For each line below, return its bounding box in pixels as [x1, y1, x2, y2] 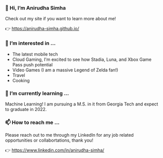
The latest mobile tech [12, 51, 58, 57]
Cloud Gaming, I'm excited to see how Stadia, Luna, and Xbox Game [12, 56, 152, 62]
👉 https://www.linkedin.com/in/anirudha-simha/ [5, 147, 105, 153]
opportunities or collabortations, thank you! [5, 137, 93, 143]
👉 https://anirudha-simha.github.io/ [5, 26, 79, 32]
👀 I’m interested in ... [5, 40, 56, 47]
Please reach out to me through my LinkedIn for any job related [5, 132, 134, 138]
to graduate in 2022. [5, 106, 47, 112]
